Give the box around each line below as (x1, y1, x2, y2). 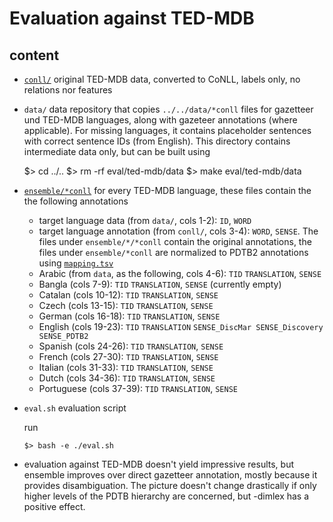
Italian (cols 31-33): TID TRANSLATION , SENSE (38, 362, 214, 373)
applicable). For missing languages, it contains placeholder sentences (23, 125, 312, 136)
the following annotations (23, 195, 129, 207)
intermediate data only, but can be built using (23, 146, 211, 157)
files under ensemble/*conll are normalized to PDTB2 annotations (38, 247, 309, 258)
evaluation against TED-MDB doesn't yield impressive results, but (23, 458, 294, 470)
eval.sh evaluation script (23, 402, 127, 414)
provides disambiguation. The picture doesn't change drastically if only (23, 480, 317, 491)
